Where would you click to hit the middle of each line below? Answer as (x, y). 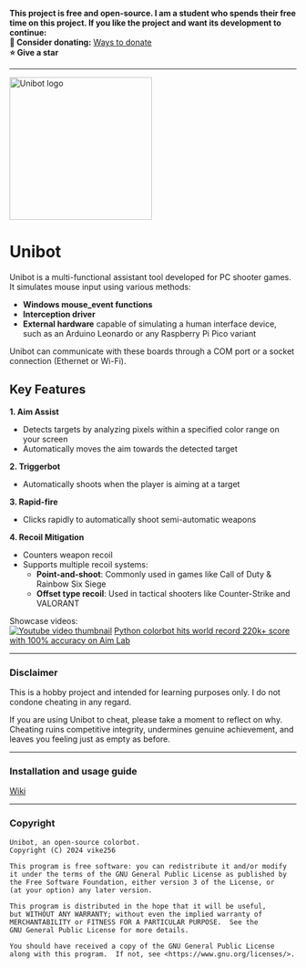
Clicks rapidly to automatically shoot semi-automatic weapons (139, 519)
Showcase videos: (44, 620)
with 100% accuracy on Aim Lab (70, 640)
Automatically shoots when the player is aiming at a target (131, 484)
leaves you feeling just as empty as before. (90, 739)
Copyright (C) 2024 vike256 (63, 850)
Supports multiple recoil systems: (85, 564)
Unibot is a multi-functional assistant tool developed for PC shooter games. (150, 276)
